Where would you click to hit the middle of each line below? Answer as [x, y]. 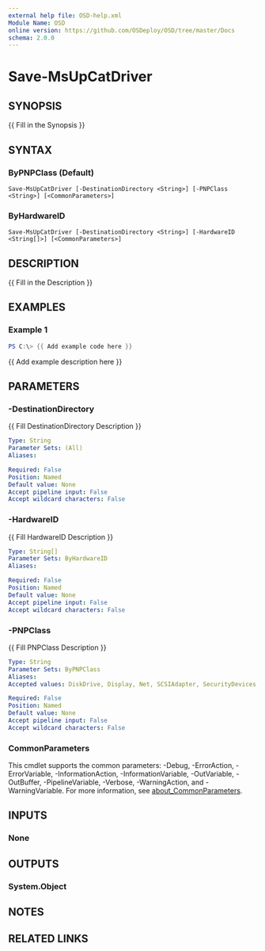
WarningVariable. [36, 791]
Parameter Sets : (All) [45, 449]
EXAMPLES [37, 307]
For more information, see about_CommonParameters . [154, 791]
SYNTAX [30, 150]
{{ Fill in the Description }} [51, 283]
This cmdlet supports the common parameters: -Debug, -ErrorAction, [121, 766]
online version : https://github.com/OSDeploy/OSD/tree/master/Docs [122, 30]
